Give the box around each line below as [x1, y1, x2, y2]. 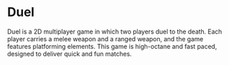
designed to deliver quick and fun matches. [7, 50, 132, 58]
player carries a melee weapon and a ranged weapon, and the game [7, 34, 204, 43]
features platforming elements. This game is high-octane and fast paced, [7, 42, 218, 50]
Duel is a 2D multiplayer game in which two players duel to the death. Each [7, 27, 222, 36]
